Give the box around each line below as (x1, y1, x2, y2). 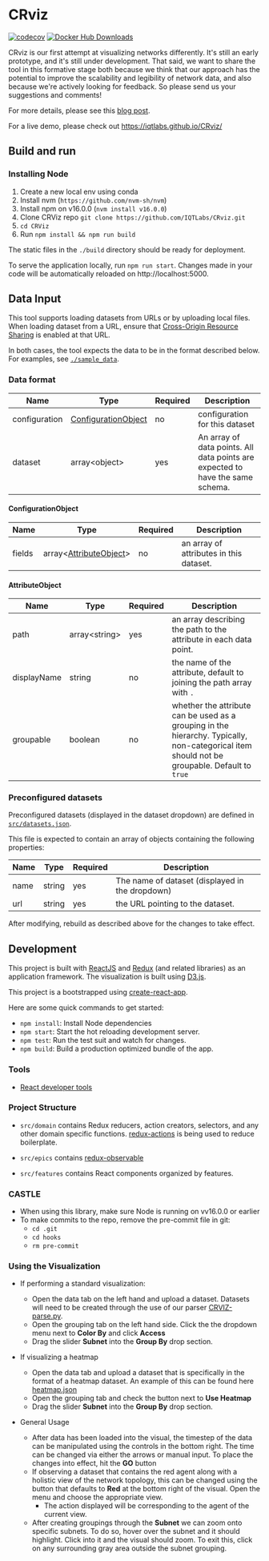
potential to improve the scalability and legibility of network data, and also (8, 73, 252, 82)
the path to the (171, 624, 227, 635)
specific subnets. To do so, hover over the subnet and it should (31, 1527, 240, 1536)
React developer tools (19, 1082, 93, 1092)
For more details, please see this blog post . (8, 106, 151, 115)
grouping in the (171, 720, 230, 731)
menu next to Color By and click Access (31, 1328, 166, 1338)
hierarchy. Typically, (171, 730, 248, 742)
